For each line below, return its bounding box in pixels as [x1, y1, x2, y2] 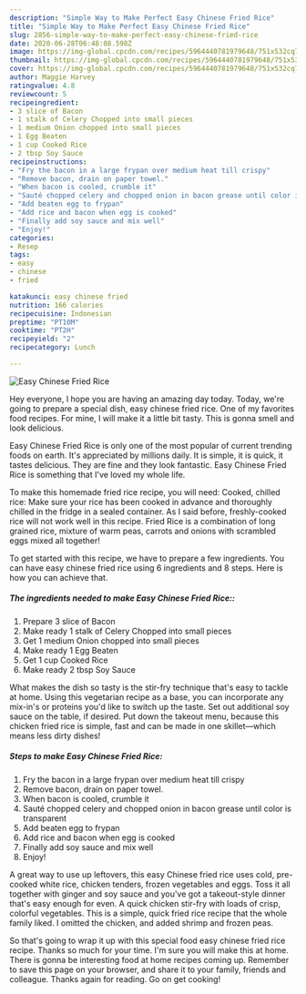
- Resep [9, 242, 39, 251]
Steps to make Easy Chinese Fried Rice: [9, 751, 163, 762]
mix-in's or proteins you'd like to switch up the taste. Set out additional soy [9, 701, 290, 712]
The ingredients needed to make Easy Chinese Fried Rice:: [9, 593, 235, 603]
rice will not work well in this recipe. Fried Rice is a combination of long [9, 515, 276, 526]
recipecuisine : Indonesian [9, 309, 112, 319]
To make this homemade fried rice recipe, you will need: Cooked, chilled [9, 486, 280, 497]
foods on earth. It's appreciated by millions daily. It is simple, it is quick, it [9, 450, 284, 461]
